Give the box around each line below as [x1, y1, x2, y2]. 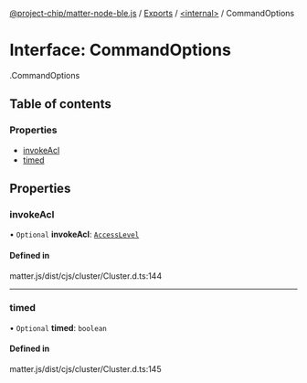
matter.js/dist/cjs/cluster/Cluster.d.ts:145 [9, 364, 162, 375]
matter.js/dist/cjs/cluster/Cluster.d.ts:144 [9, 270, 163, 282]
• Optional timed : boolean [9, 322, 108, 333]
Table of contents [9, 96, 111, 112]
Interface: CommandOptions [9, 40, 231, 60]
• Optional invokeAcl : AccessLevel [9, 229, 140, 240]
